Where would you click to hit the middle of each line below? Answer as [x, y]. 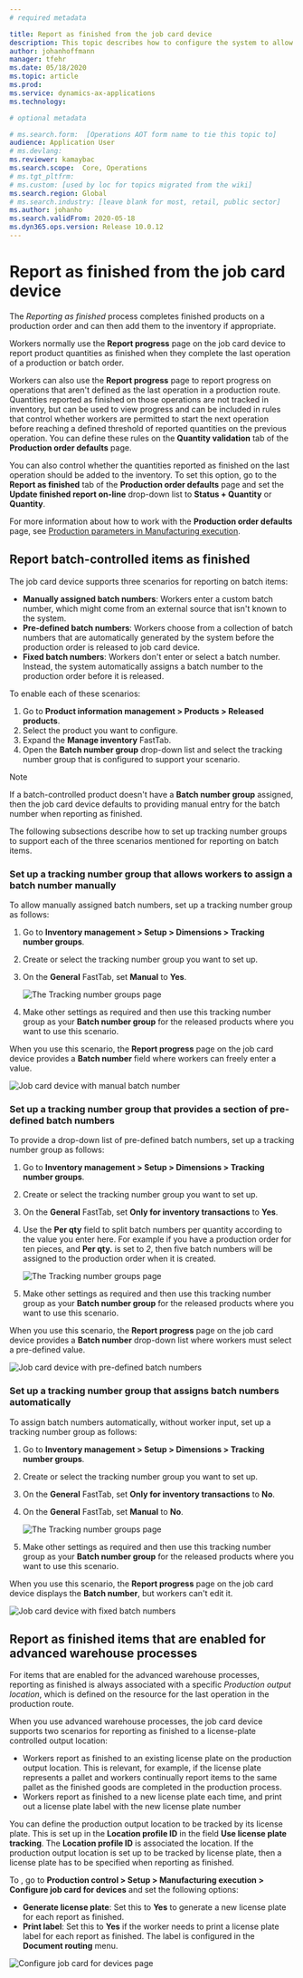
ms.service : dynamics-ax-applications [82, 93]
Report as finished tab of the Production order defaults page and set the [147, 484]
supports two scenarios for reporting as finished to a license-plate [133, 1731]
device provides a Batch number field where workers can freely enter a [143, 1058]
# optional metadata [48, 118]
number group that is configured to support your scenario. [131, 759]
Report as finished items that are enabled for [137, 1639]
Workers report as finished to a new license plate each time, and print [152, 1797]
